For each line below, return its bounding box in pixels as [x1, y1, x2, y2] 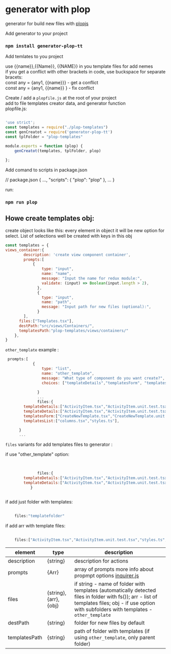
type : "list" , [41, 366, 72, 371]
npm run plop [5, 199, 38, 205]
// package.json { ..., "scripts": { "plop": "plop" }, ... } [5, 177, 115, 183]
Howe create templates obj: [5, 214, 95, 222]
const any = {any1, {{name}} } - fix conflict [5, 85, 94, 91]
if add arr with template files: [5, 523, 66, 529]
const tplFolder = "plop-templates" [5, 134, 83, 139]
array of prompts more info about [74, 565, 154, 572]
